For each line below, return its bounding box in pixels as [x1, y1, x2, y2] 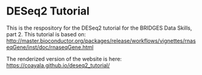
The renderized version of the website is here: [6, 55, 122, 62]
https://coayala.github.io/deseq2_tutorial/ [6, 62, 110, 69]
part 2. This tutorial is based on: [6, 30, 86, 37]
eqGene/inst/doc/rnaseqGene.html [6, 44, 94, 51]
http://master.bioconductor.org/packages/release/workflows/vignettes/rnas [6, 37, 196, 44]
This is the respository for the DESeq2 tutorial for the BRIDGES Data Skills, [6, 24, 192, 31]
